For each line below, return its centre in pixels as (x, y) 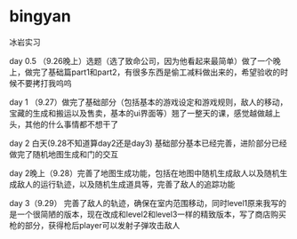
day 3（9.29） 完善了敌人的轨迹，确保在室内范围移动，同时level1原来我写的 (148, 203)
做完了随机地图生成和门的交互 (64, 154)
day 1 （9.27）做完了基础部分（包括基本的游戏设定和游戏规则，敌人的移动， (148, 102)
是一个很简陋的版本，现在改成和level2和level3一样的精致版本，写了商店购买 (148, 214)
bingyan (40, 16)
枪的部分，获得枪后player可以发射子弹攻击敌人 (95, 225)
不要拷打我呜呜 (44, 83)
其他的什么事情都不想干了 (71, 124)
